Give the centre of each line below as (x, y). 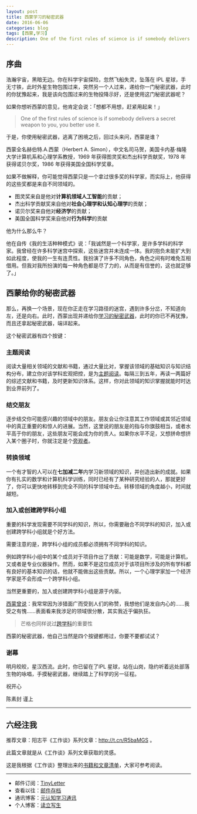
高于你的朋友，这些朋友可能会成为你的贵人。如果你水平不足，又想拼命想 (98, 433)
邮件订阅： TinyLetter (40, 783)
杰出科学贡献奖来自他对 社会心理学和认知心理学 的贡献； (81, 203)
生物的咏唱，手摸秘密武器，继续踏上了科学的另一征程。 (73, 674)
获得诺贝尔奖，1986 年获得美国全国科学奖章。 (62, 164)
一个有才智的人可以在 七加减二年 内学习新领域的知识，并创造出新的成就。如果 (98, 472)
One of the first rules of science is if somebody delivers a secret (98, 118)
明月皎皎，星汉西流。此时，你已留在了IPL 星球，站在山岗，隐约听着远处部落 (98, 667)
